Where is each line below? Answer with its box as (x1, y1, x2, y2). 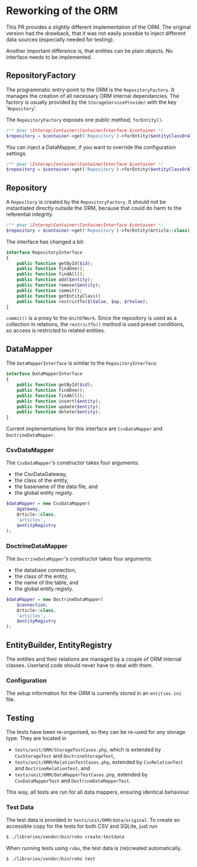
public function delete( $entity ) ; (16, 409, 101, 415)
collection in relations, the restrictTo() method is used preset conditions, (6, 321, 185, 328)
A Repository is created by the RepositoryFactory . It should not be (6, 198, 166, 206)
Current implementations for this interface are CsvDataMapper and (6, 425, 163, 432)
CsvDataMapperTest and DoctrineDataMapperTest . (14, 777, 131, 784)
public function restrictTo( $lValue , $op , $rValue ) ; (16, 298, 148, 304)
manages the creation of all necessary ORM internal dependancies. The (6, 92, 180, 99)
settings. (6, 149, 28, 157)
